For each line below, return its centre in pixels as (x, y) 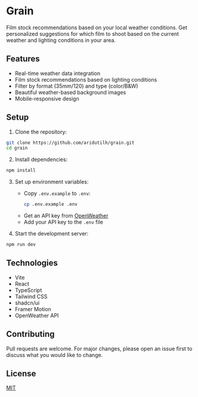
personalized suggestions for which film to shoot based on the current (92, 33)
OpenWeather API (37, 315)
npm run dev (21, 245)
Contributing (30, 334)
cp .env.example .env (50, 204)
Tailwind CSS (31, 296)
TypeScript (28, 290)
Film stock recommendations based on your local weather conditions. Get (97, 27)
